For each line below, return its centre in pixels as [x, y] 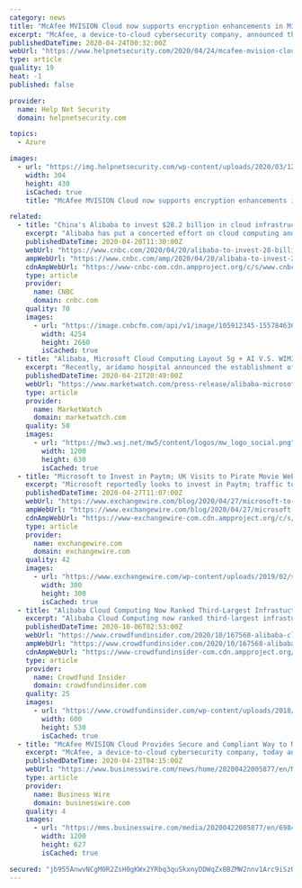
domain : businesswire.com [81, 802]
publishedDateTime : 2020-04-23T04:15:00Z [104, 761]
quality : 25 [48, 694]
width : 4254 [64, 334]
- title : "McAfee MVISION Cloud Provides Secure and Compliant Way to [152, 744]
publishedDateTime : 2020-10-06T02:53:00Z [104, 627]
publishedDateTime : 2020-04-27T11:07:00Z [104, 493]
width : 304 [46, 175]
